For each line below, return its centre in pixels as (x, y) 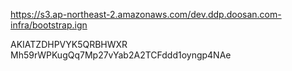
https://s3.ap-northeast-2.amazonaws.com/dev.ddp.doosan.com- (146, 14)
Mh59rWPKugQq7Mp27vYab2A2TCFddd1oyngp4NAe (121, 55)
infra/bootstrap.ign (49, 25)
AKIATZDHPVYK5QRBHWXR (69, 44)
